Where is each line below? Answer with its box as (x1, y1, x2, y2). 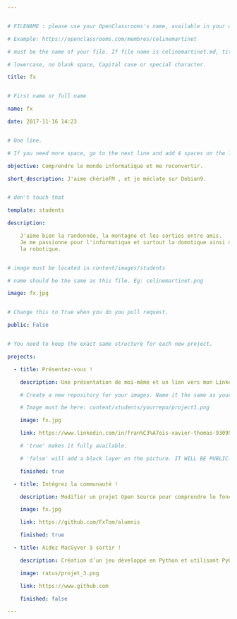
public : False (7, 322, 49, 329)
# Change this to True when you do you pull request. (7, 308, 169, 316)
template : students (7, 207, 65, 214)
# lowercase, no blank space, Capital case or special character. (7, 61, 207, 68)
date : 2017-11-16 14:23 (7, 118, 78, 125)
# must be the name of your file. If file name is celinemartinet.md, (7, 48, 219, 55)
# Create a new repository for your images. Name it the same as (20, 391, 217, 399)
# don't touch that (7, 194, 65, 201)
